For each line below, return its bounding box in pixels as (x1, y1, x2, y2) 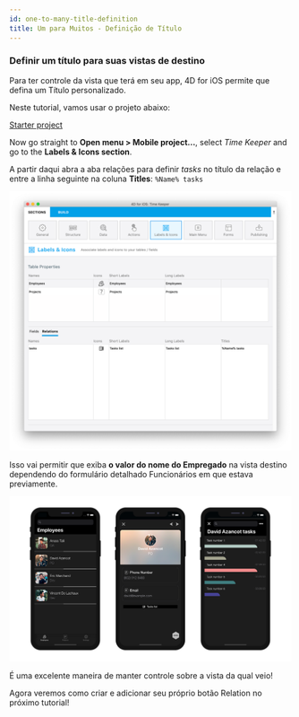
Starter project (9, 119, 63, 130)
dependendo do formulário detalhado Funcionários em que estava (9, 469, 253, 480)
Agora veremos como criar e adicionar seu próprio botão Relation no (9, 687, 262, 699)
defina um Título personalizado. (9, 84, 127, 95)
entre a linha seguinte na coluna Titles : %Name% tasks (9, 173, 204, 184)
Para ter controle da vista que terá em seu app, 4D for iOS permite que (9, 74, 270, 85)
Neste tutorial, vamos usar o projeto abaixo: (9, 101, 170, 112)
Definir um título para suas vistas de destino (9, 55, 206, 67)
